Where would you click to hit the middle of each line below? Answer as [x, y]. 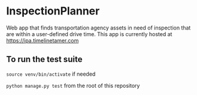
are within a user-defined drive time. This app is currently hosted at [89, 34]
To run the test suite [44, 59]
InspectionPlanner [53, 11]
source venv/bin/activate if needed [51, 74]
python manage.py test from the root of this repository [73, 85]
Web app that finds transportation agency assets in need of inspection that [99, 28]
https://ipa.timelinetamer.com [43, 40]
